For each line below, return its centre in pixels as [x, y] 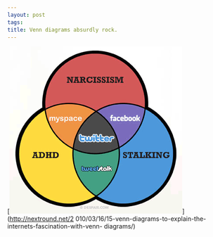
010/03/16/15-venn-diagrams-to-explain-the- [141, 219]
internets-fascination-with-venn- [55, 226]
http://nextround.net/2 [42, 219]
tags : [15, 22]
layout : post [26, 15]
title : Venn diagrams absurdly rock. [63, 30]
